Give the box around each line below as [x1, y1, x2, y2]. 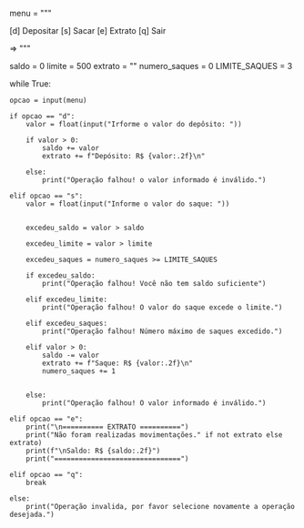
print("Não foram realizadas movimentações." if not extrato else [25, 431, 283, 440]
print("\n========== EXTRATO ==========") [25, 422, 189, 432]
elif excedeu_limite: [25, 295, 107, 304]
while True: [9, 78, 52, 89]
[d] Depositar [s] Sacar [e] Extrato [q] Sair [9, 25, 167, 36]
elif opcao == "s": [9, 191, 84, 200]
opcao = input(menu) [9, 96, 88, 105]
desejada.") [9, 510, 55, 519]
